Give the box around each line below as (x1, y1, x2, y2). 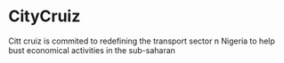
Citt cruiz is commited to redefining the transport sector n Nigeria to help (8, 35, 275, 46)
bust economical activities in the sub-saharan (8, 44, 175, 55)
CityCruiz (8, 6, 81, 27)
